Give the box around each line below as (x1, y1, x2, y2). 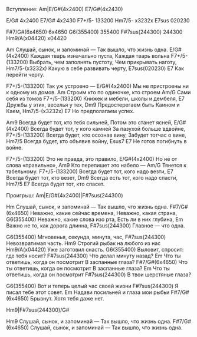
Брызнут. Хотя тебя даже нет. (30, 295, 104, 302)
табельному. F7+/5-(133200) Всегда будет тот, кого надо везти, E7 (6, 168, 174, 175)
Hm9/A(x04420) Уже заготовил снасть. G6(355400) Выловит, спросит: (6, 246, 184, 253)
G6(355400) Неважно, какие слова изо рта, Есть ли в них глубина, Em (6, 216, 183, 223)
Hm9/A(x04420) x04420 (6, 35, 67, 41)
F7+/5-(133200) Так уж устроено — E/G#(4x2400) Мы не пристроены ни (6, 82, 189, 90)
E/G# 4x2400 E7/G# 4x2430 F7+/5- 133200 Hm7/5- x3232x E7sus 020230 (6, 17, 190, 24)
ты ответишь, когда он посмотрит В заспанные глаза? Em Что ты (6, 265, 170, 272)
